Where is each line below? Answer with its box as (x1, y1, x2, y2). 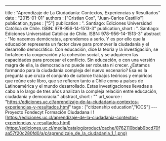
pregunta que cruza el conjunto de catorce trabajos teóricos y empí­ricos (5, 72, 153, 78)
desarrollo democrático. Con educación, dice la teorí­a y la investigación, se (5, 46, 159, 52)
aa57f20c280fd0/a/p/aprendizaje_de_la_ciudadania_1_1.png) (5, 130, 127, 136)
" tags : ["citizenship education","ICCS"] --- (69, 104, 157, 110)
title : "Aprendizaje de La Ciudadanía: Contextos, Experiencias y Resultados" (5, 10, 161, 15)
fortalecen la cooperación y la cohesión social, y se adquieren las (5, 52, 138, 57)
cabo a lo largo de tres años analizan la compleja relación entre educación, (5, 88, 158, 94)
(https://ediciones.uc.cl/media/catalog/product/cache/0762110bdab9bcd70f (5, 125, 161, 131)
